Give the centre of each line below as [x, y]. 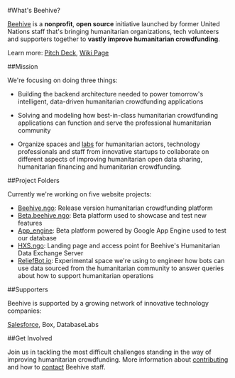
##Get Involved [30, 338]
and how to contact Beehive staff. [56, 367]
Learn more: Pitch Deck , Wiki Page [58, 53]
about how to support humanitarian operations [86, 276]
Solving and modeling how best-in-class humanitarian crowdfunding [118, 115]
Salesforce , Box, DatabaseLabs [53, 324]
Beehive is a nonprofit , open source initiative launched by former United [114, 24]
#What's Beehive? [34, 10]
